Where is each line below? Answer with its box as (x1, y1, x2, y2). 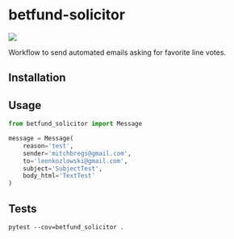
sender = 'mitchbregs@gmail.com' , (23, 149, 132, 157)
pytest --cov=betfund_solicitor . (8, 223, 125, 231)
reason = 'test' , (23, 141, 74, 150)
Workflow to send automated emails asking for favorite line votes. (8, 47, 227, 57)
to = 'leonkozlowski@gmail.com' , (23, 157, 128, 165)
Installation (8, 71, 66, 85)
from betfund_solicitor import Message (8, 119, 143, 128)
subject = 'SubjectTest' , (23, 164, 103, 173)
